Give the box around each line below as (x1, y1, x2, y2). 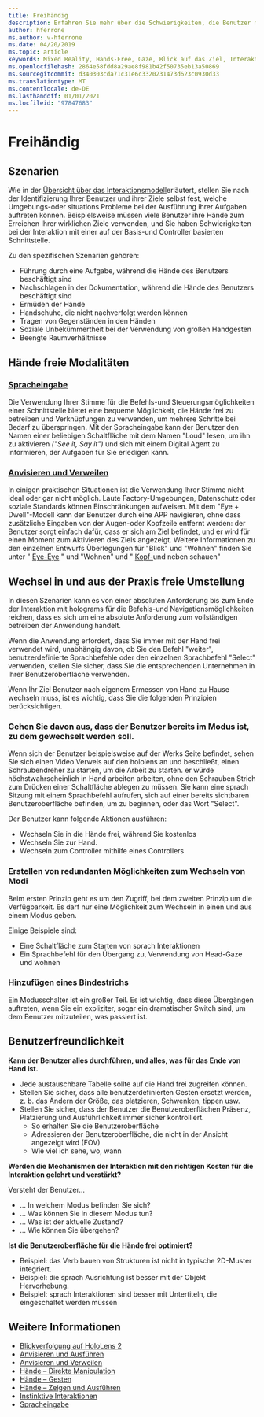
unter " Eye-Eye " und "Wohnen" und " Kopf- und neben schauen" (8, 552, 222, 561)
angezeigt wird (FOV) (31, 1138, 101, 1147)
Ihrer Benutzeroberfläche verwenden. (8, 669, 130, 679)
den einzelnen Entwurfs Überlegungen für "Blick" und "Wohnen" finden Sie (8, 544, 252, 553)
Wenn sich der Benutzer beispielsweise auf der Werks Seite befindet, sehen (8, 749, 254, 758)
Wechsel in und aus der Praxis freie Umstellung (8, 575, 245, 588)
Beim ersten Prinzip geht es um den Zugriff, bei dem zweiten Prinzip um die (8, 893, 253, 903)
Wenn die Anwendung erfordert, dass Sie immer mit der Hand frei (8, 635, 221, 646)
